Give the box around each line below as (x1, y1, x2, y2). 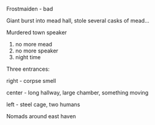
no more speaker (15, 47, 59, 54)
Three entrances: (6, 65, 50, 73)
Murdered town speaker (6, 29, 67, 36)
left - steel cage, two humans (6, 101, 81, 108)
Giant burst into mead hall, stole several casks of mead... (6, 17, 149, 24)
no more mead (15, 41, 53, 48)
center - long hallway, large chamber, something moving (6, 89, 149, 96)
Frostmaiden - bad (6, 5, 53, 12)
